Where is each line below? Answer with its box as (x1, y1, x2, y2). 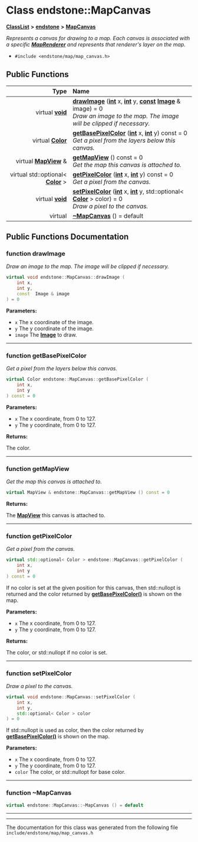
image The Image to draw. (14, 331, 77, 338)
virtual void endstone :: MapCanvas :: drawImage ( (6, 275, 126, 280)
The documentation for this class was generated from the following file (6, 824, 179, 831)
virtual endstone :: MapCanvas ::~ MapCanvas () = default (6, 802, 144, 808)
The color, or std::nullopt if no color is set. (6, 649, 108, 656)
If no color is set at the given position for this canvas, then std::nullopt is (6, 584, 181, 591)
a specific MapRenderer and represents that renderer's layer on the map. (6, 41, 186, 48)
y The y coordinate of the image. (14, 325, 94, 332)
